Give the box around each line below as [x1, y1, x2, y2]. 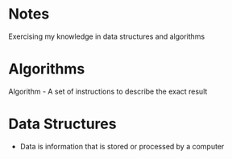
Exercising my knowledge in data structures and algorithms [8, 31, 205, 41]
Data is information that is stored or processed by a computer [19, 141, 225, 151]
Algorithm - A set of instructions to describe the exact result [8, 86, 208, 96]
